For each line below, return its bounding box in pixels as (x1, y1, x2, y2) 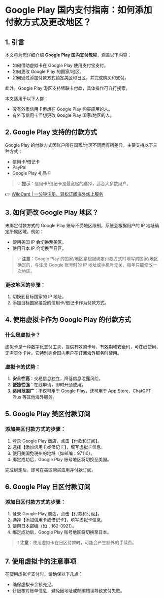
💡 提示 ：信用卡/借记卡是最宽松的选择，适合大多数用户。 (17, 180, 131, 186)
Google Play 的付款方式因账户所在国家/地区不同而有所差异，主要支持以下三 (5, 142, 158, 148)
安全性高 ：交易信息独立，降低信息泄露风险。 (12, 375, 103, 381)
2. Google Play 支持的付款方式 (5, 128, 98, 136)
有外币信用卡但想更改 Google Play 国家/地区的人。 (12, 112, 114, 118)
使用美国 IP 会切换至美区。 (12, 239, 66, 245)
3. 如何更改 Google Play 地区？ (5, 208, 99, 217)
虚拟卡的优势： (5, 363, 41, 370)
